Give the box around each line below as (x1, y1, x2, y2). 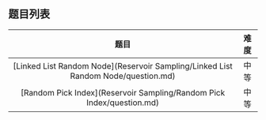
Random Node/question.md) (70, 70, 176, 81)
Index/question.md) (86, 97, 160, 108)
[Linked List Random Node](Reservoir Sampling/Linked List (13, 60, 234, 71)
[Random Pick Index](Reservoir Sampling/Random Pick (20, 87, 226, 98)
